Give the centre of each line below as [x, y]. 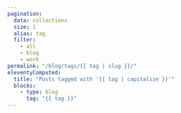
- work [30, 60]
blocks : [25, 86]
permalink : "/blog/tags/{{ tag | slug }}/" [72, 66]
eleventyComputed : [34, 72]
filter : [25, 40]
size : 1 [25, 27]
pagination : [25, 14]
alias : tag [30, 33]
